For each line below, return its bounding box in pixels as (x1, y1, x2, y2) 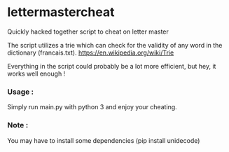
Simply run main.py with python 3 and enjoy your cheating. (7, 103, 177, 111)
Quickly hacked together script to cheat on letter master (7, 27, 169, 36)
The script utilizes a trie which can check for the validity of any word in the (7, 41, 223, 49)
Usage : (7, 87, 34, 97)
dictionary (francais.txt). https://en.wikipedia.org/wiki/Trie (7, 48, 174, 57)
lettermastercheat (7, 4, 115, 20)
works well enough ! (7, 69, 66, 78)
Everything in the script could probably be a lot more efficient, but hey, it (7, 62, 216, 70)
